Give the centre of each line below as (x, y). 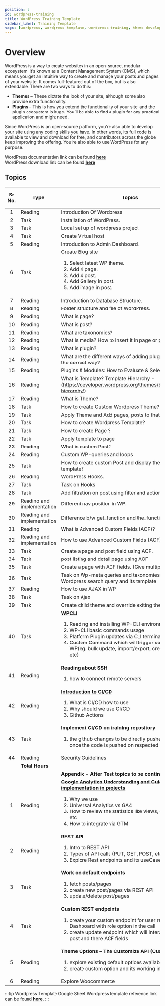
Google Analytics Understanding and (105, 782)
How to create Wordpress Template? (103, 422)
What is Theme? (80, 398)
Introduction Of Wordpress (92, 212)
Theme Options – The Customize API (105, 951)
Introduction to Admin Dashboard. (100, 244)
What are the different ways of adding (105, 356)
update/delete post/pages (99, 896)
